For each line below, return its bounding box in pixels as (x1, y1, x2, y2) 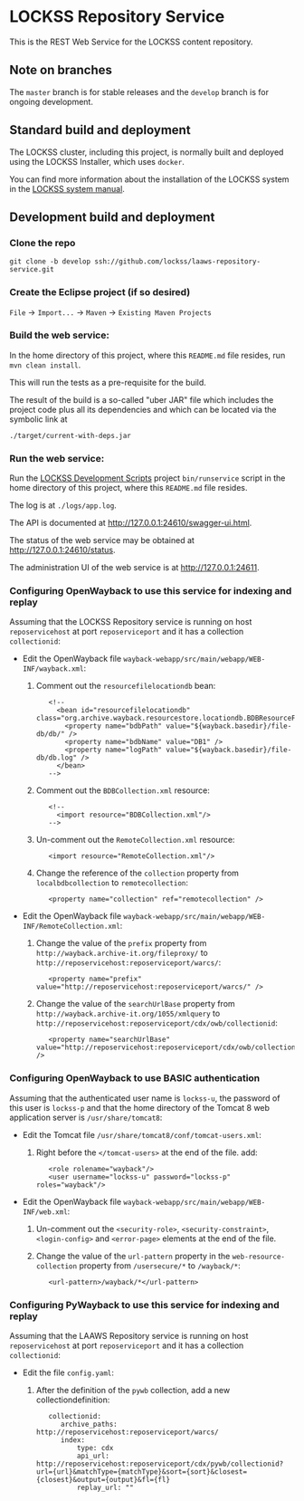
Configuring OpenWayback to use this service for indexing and (9, 585, 292, 598)
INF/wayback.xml (22, 664, 84, 674)
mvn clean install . (9, 359, 81, 370)
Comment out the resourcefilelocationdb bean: (35, 681, 216, 692)
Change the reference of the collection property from (35, 867, 240, 879)
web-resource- (232, 1252, 285, 1261)
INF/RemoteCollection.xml (22, 922, 120, 932)
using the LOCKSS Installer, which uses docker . (9, 156, 185, 167)
